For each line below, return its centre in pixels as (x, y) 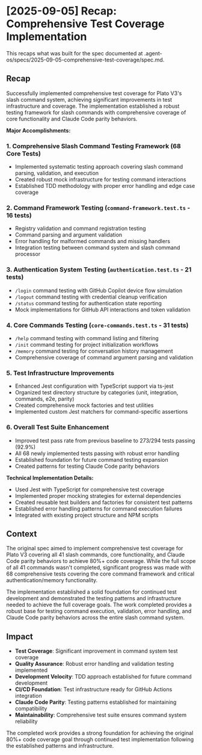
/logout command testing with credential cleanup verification (91, 297)
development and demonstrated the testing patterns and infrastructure (94, 598)
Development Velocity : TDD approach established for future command (103, 677)
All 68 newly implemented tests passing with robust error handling (97, 453)
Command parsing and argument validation (69, 235)
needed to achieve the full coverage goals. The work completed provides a (99, 605)
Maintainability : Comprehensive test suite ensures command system (101, 715)
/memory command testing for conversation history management (94, 351)
